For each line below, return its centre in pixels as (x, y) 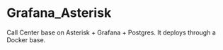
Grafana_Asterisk (59, 13)
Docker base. (26, 39)
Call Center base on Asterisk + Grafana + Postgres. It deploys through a (111, 32)
